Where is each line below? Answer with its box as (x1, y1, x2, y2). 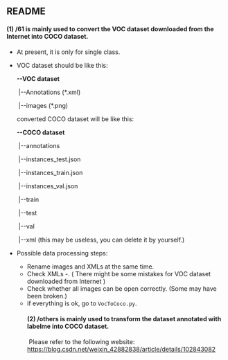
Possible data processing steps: (16, 249, 108, 257)
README (6, 6, 46, 17)
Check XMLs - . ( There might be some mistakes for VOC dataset (26, 269, 211, 278)
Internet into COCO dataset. (6, 32, 89, 40)
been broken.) (26, 291, 67, 300)
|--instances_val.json (18, 181, 78, 190)
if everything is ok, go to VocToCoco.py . (26, 299, 137, 307)
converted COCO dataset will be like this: (16, 114, 134, 123)
